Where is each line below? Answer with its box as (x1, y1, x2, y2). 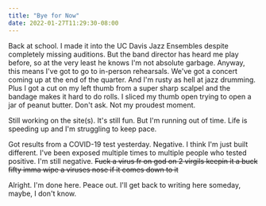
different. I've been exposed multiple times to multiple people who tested (8, 148, 248, 157)
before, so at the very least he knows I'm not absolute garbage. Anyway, (8, 57, 245, 68)
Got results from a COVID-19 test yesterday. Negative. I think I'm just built (8, 139, 249, 149)
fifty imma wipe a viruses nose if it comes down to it (8, 165, 179, 174)
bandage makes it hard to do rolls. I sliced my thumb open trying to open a (8, 91, 252, 101)
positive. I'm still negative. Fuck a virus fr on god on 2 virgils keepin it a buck (8, 156, 258, 165)
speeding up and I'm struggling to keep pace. (8, 124, 157, 134)
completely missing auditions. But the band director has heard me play (8, 49, 240, 59)
